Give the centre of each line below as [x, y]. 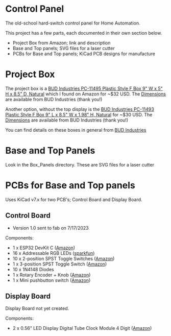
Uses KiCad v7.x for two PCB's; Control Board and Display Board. [74, 199]
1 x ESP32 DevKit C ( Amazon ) [44, 248]
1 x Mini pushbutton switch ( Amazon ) [52, 280]
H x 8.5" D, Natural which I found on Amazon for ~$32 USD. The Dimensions [86, 94]
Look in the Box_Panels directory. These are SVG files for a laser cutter [80, 164]
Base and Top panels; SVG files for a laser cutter [64, 48]
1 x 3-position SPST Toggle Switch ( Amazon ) [60, 264]
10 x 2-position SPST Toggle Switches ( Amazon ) [64, 258]
